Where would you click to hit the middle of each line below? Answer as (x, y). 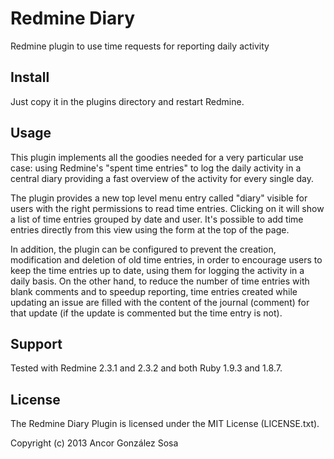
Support (36, 343)
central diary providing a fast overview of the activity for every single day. (162, 178)
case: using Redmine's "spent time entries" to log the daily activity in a (156, 168)
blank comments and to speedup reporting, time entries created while (154, 291)
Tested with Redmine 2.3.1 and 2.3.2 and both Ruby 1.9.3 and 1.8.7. (146, 368)
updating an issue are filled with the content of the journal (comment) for (160, 302)
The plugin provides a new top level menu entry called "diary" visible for (159, 198)
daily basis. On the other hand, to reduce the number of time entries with (160, 281)
